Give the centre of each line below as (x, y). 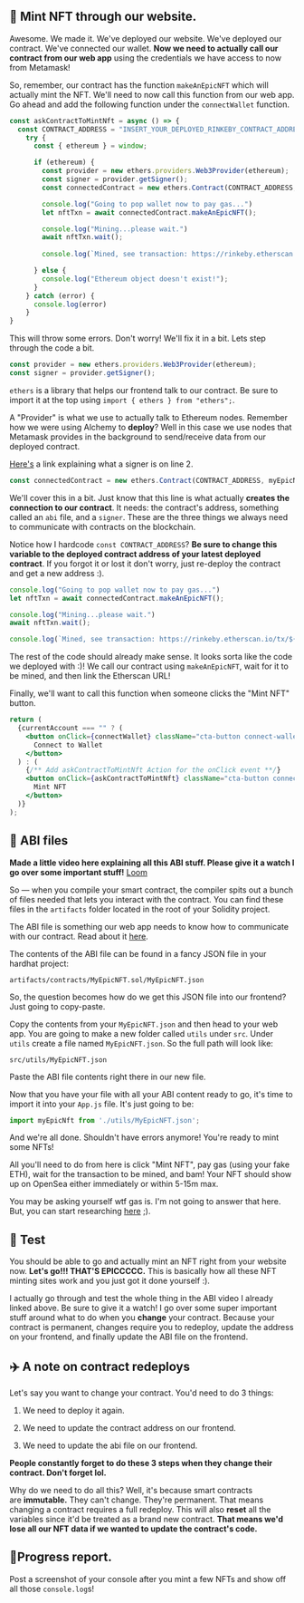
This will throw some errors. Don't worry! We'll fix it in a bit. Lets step (138, 338)
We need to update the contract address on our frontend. (129, 1428)
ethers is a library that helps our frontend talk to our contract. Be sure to (144, 390)
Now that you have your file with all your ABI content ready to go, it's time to (152, 1094)
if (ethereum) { (64, 163)
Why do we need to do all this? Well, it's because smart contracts (131, 1490)
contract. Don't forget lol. (58, 1473)
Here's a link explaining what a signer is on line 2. (101, 464)
